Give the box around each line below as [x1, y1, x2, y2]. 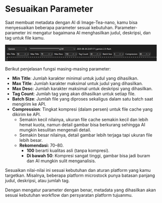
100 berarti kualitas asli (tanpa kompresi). [26, 147, 110, 153]
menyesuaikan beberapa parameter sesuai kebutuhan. [5, 24, 114, 30]
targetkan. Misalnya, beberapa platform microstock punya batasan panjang [5, 172, 155, 178]
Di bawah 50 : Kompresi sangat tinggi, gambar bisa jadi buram [26, 152, 150, 158]
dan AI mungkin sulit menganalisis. [26, 158, 96, 164]
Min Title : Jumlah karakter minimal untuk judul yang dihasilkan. [12, 75, 139, 81]
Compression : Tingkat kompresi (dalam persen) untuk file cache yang [12, 106, 153, 112]
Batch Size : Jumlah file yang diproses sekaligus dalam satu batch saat [12, 96, 153, 101]
